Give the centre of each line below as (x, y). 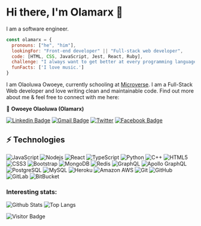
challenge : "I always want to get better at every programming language (104, 62)
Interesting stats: (32, 192)
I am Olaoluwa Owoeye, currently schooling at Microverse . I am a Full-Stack (100, 85)
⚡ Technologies (36, 140)
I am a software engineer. (37, 29)
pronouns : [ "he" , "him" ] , (44, 45)
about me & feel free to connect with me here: (63, 97)
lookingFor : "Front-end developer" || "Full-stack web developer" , (98, 51)
